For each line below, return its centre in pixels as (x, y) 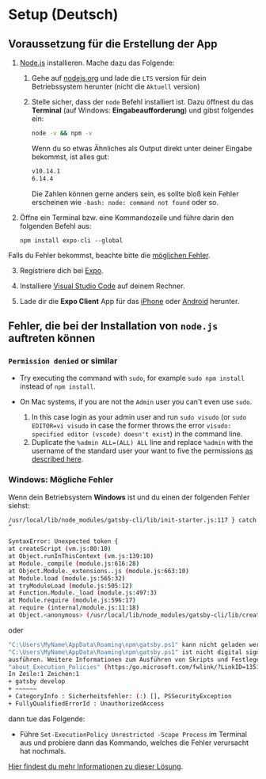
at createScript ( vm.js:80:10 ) (60, 549)
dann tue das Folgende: (47, 719)
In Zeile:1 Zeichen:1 (44, 674)
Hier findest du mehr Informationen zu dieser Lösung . (96, 766)
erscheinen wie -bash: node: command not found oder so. (125, 202)
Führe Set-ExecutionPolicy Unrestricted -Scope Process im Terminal (133, 734)
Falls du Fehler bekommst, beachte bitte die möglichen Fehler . (110, 255)
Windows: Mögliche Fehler (61, 480)
